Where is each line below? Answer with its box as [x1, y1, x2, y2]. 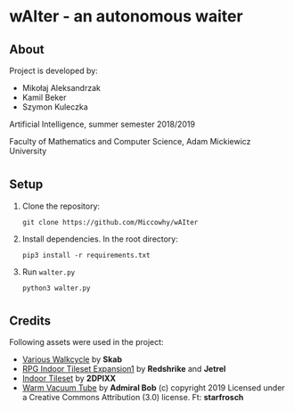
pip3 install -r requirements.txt [21, 251, 151, 259]
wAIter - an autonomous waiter [9, 6, 243, 27]
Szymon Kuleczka [21, 102, 89, 112]
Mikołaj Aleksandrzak [21, 83, 101, 93]
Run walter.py [21, 266, 76, 277]
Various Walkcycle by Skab [21, 354, 123, 365]
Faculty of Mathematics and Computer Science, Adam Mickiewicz [9, 136, 251, 146]
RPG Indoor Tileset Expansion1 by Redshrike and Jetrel [21, 364, 226, 374]
